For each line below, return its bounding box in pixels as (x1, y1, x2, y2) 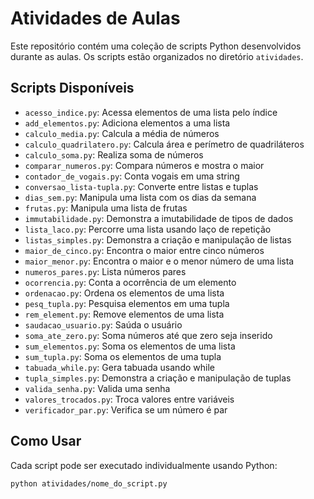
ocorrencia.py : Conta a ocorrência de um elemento (24, 276, 237, 288)
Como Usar (10, 433, 82, 450)
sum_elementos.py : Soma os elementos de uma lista (24, 340, 236, 352)
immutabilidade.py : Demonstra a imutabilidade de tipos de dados (24, 212, 294, 224)
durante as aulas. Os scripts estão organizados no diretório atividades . (10, 50, 304, 62)
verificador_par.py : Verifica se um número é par (24, 403, 228, 416)
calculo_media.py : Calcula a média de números (24, 127, 220, 139)
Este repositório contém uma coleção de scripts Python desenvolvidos (10, 40, 302, 52)
